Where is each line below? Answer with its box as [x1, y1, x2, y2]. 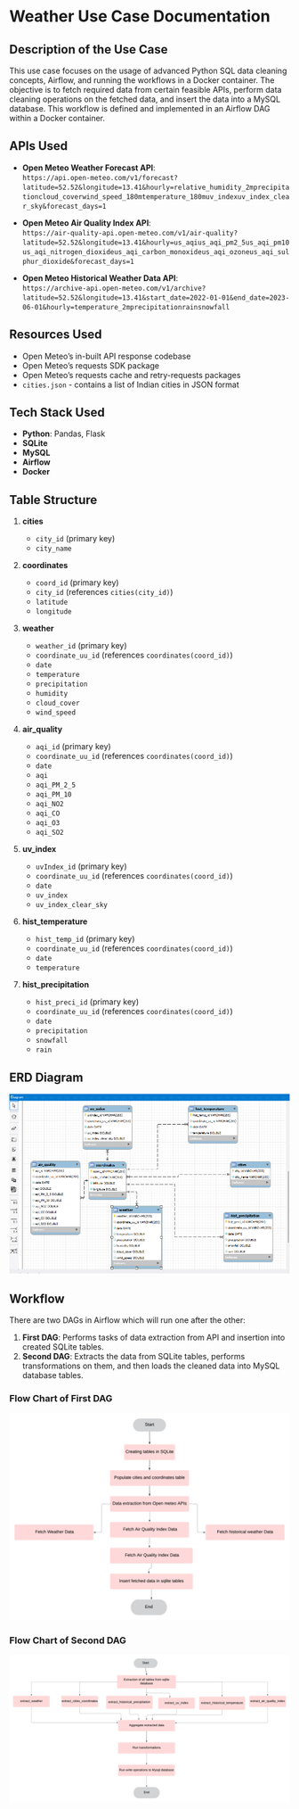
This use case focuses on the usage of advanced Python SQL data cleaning [9, 65, 287, 76]
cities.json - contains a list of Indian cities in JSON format [21, 379, 240, 390]
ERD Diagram [9, 1070, 84, 1085]
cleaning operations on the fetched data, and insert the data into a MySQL [9, 94, 281, 104]
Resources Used [9, 327, 102, 343]
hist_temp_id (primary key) [35, 934, 135, 945]
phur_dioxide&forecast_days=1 [21, 257, 135, 266]
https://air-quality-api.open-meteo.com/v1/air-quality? [21, 228, 238, 237]
